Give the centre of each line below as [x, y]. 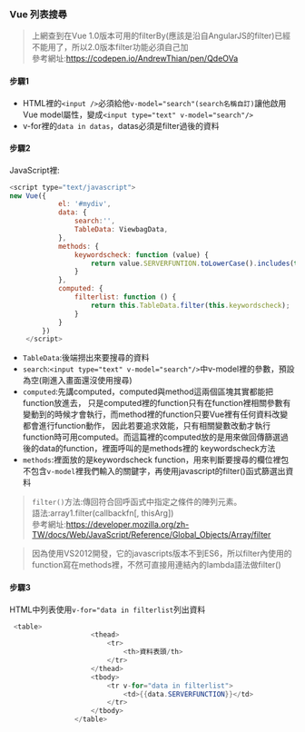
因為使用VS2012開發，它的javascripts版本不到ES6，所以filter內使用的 [162, 554]
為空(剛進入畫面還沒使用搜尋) [78, 381]
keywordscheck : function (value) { [141, 255]
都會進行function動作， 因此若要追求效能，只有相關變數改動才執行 [147, 426]
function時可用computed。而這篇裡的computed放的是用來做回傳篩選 [152, 437]
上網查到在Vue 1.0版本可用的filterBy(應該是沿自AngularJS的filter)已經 [161, 36]
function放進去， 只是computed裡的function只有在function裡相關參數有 [157, 403]
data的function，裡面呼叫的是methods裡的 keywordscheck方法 [157, 449]
